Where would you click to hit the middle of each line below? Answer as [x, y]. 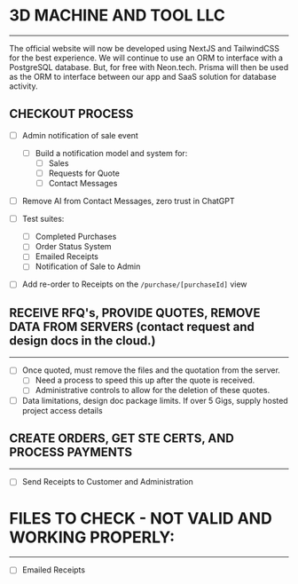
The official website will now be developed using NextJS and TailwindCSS [144, 48]
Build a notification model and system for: [111, 153]
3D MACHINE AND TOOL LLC [118, 16]
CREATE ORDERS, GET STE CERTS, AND [122, 438]
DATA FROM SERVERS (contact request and [132, 326]
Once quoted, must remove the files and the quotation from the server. [151, 370]
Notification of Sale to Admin [88, 266]
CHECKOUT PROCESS [71, 114]
